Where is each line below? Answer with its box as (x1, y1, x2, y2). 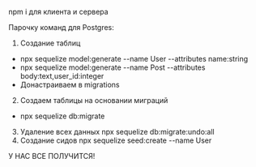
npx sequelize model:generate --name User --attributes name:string (19, 54, 249, 63)
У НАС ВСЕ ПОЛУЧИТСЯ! (8, 152, 96, 161)
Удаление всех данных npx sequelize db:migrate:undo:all (19, 127, 215, 136)
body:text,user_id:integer (19, 71, 105, 80)
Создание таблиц (19, 38, 81, 48)
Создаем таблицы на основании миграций (19, 96, 169, 105)
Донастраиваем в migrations (19, 80, 120, 89)
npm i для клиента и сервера (8, 7, 109, 16)
